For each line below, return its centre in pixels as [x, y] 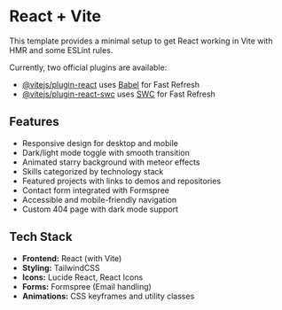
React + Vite [55, 16]
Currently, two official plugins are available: [88, 67]
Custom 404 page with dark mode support [100, 209]
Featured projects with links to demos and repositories [121, 181]
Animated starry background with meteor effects [111, 162]
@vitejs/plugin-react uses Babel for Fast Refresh [111, 84]
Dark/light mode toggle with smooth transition [106, 152]
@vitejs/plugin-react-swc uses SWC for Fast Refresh [118, 94]
